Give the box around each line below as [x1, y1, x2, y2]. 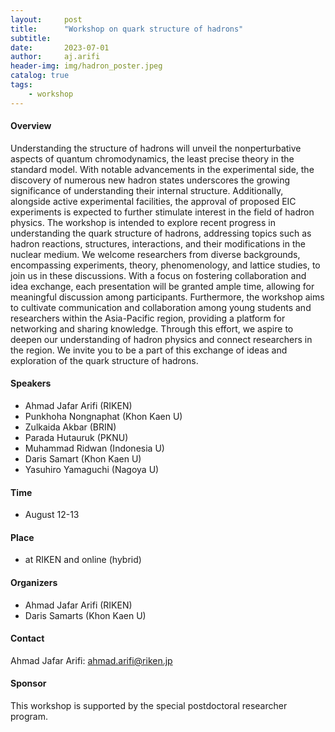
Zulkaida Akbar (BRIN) [24, 421, 117, 433]
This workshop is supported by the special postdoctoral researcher [10, 700, 288, 712]
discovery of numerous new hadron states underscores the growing [10, 174, 291, 186]
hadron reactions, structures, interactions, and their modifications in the [10, 237, 306, 250]
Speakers [10, 377, 52, 390]
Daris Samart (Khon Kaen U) [24, 453, 142, 465]
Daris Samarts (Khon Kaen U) [24, 609, 147, 621]
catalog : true [10, 71, 70, 81]
